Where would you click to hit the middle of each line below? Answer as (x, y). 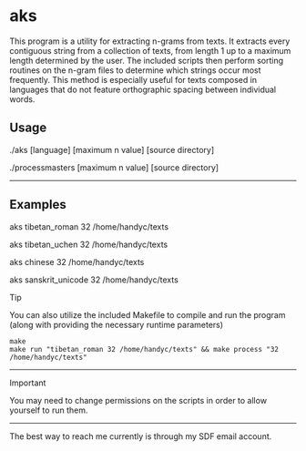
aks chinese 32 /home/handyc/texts (77, 261)
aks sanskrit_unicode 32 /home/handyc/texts (94, 280)
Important (28, 383)
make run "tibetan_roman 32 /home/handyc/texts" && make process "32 (144, 349)
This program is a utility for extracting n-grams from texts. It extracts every (150, 41)
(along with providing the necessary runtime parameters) (117, 324)
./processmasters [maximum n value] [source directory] (114, 167)
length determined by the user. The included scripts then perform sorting (147, 60)
